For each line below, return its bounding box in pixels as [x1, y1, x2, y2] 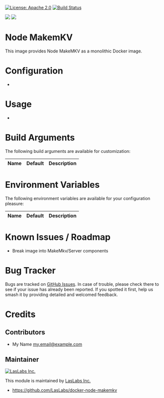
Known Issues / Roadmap [5, 231, 111, 243]
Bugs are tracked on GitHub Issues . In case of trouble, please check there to [5, 281, 159, 287]
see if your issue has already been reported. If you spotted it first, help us [5, 286, 153, 292]
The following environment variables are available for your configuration [5, 195, 151, 201]
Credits [5, 309, 36, 320]
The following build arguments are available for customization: [5, 148, 131, 154]
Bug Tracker [5, 265, 56, 276]
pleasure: [5, 200, 24, 206]
